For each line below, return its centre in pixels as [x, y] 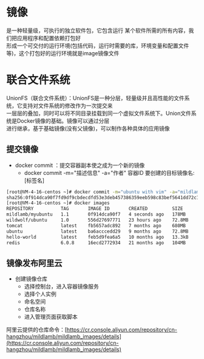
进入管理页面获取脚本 [51, 317]
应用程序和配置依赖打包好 [49, 38]
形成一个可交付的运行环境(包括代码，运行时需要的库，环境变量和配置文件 [98, 46]
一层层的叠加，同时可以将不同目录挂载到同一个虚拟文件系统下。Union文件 [99, 113]
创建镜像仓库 [31, 279]
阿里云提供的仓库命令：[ [37, 330]
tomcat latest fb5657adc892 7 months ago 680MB [96, 225]
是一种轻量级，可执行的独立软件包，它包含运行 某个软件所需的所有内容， [97, 30]
